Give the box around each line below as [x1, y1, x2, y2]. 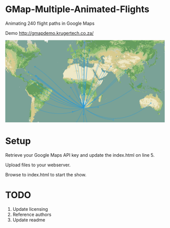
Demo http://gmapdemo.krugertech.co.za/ [5, 30, 94, 36]
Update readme [12, 216, 46, 223]
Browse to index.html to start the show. [5, 171, 87, 177]
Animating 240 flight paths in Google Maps [5, 20, 95, 26]
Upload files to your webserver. [5, 162, 71, 168]
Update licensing [12, 206, 48, 212]
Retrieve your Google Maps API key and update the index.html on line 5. [5, 152, 155, 158]
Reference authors [12, 211, 52, 217]
